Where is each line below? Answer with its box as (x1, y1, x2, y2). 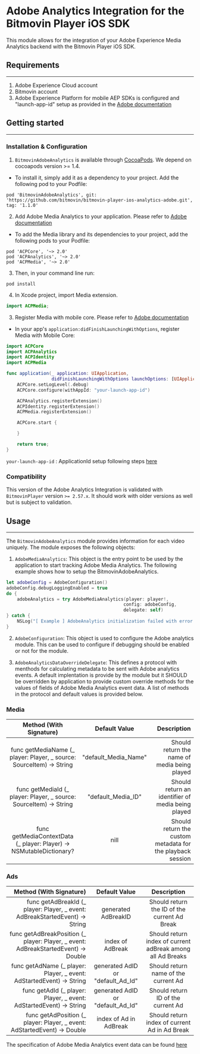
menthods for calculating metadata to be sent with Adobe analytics (14, 665, 180, 672)
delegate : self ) (123, 607, 164, 613)
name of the (151, 969, 186, 978)
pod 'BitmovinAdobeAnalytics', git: (6, 192, 97, 198)
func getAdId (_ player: (22, 987, 86, 995)
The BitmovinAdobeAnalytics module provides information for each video (6, 537, 185, 544)
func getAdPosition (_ (26, 1011, 86, 1019)
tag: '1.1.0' (6, 202, 39, 208)
